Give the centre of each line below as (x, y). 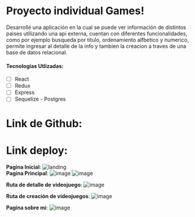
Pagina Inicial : (24, 167)
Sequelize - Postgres (40, 99)
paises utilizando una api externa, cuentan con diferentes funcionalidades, (97, 33)
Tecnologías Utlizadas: (35, 66)
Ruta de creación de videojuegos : (48, 196)
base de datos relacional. (37, 52)
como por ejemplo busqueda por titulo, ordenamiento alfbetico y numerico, (97, 40)
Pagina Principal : (27, 173)
